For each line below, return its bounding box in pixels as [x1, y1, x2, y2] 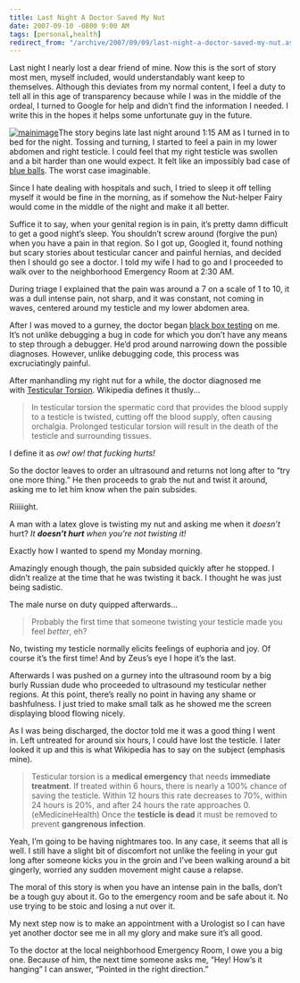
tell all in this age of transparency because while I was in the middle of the [9, 91, 281, 102]
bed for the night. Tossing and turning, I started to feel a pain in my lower [9, 137, 278, 147]
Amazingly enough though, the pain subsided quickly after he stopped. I [9, 563, 275, 574]
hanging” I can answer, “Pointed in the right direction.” [9, 964, 209, 975]
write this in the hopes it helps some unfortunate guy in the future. [9, 110, 253, 121]
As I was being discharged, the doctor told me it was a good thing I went [9, 726, 276, 736]
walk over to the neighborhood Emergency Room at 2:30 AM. [9, 266, 235, 277]
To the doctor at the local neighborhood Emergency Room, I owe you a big [9, 945, 283, 956]
